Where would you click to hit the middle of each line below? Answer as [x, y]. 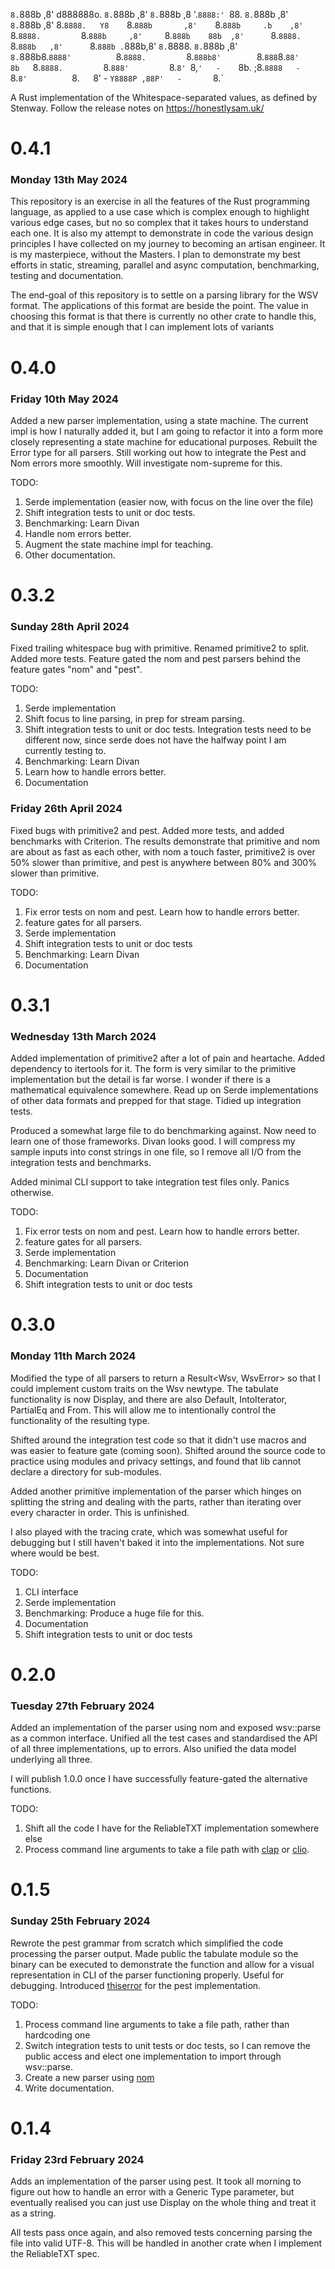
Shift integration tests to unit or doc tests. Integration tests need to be [168, 730]
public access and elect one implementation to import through [153, 2056]
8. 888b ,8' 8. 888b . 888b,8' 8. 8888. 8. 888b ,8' [124, 46]
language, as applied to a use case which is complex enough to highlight [160, 212]
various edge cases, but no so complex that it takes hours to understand [159, 223]
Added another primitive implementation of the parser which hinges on [156, 1491]
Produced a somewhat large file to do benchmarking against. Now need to [163, 1131]
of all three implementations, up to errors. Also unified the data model [153, 1749]
